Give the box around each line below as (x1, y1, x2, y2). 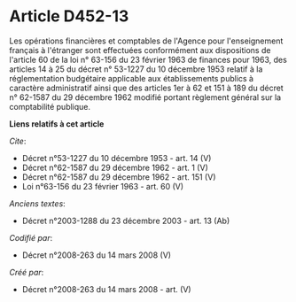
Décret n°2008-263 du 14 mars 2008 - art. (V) (21, 283, 192, 294)
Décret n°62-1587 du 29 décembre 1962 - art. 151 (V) (21, 171, 216, 182)
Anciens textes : (9, 197, 66, 209)
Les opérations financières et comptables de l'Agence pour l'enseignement (9, 35, 284, 46)
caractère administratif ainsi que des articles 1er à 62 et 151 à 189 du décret (9, 82, 284, 93)
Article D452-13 (9, 6, 129, 27)
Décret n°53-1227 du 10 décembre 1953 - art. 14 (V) (21, 152, 212, 163)
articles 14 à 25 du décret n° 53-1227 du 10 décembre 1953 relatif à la (9, 64, 263, 74)
